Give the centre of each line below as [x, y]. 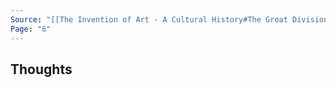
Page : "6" [31, 29]
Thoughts [41, 69]
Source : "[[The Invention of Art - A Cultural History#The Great [149, 19]
